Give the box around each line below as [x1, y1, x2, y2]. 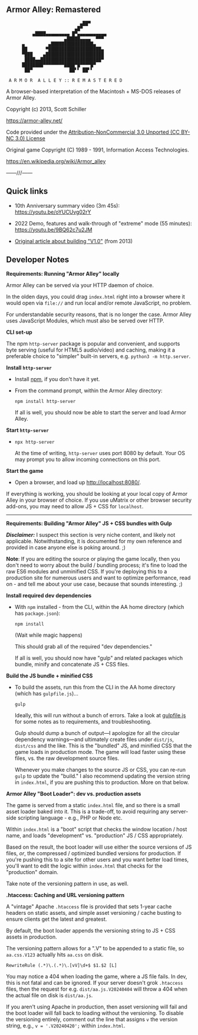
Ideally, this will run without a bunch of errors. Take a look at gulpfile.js [14, 712, 186, 719]
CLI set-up [6, 328, 32, 336]
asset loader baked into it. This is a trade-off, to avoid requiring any [6, 808, 170, 815]
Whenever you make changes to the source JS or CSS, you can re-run [14, 766, 186, 773]
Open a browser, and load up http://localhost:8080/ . [14, 479, 141, 486]
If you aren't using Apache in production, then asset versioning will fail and [6, 1003, 187, 1011]
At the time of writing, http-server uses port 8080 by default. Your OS [14, 450, 186, 457]
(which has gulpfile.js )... [14, 690, 78, 697]
